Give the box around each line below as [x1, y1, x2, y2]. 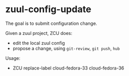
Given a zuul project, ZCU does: [5, 30, 73, 36]
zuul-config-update [5, 4, 92, 15]
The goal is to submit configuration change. [5, 20, 97, 26]
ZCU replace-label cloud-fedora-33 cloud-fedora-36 [12, 65, 124, 71]
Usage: [5, 55, 20, 61]
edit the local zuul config [12, 40, 65, 46]
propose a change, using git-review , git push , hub [12, 45, 120, 51]
